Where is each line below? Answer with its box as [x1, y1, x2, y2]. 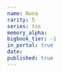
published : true [7, 55, 53, 62]
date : [7, 49, 23, 56]
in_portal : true [7, 42, 53, 49]
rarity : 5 [7, 16, 36, 23]
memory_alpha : [7, 29, 48, 36]
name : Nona [7, 10, 38, 17]
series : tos [7, 23, 41, 29]
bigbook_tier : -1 [7, 36, 57, 43]
